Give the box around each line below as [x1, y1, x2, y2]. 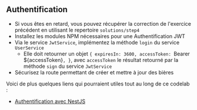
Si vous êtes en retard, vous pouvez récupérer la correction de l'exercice [14, 20, 191, 27]
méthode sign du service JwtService [23, 63, 112, 70]
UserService [14, 45, 44, 51]
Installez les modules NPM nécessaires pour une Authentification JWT [14, 32, 185, 40]
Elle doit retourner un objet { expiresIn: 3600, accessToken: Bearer [23, 50, 190, 57]
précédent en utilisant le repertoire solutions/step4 [14, 26, 140, 33]
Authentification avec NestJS [14, 98, 86, 105]
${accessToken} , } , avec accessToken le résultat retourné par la [23, 56, 179, 63]
